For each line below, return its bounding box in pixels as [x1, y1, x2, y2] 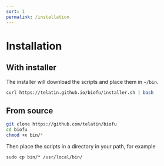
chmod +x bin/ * [6, 132, 43, 138]
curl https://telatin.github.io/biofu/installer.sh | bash [6, 89, 154, 96]
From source [6, 106, 53, 116]
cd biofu [6, 127, 28, 133]
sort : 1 [6, 8, 25, 15]
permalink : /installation [6, 14, 69, 20]
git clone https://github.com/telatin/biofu [6, 121, 117, 127]
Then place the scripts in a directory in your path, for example [6, 143, 156, 150]
